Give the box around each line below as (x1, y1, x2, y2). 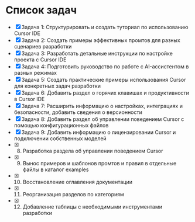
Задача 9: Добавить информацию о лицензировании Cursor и (21, 129, 176, 136)
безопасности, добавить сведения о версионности (13, 109, 143, 116)
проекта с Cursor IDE (13, 56, 67, 63)
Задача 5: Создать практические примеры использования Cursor (21, 76, 186, 83)
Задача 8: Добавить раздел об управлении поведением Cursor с (21, 115, 184, 123)
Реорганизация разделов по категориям (22, 190, 124, 197)
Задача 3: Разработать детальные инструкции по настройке (21, 50, 173, 57)
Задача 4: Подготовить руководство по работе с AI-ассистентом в (21, 63, 189, 70)
